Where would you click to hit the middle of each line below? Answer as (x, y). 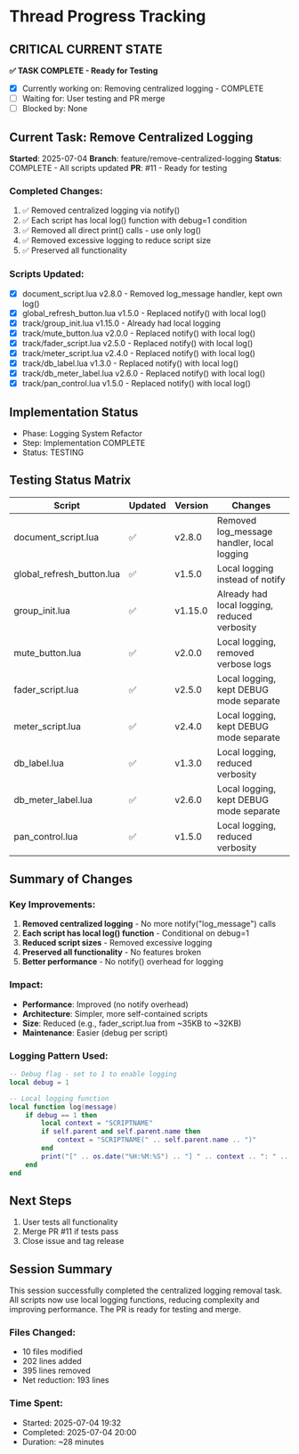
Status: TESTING (53, 452)
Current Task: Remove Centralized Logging (131, 137)
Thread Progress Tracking (108, 16)
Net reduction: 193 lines (65, 1380)
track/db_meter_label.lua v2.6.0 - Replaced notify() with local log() (144, 374)
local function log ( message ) (63, 1107)
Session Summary (61, 1269)
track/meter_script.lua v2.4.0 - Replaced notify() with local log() (139, 353)
